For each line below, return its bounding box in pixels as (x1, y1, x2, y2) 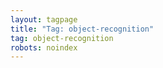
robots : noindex (10, 42, 78, 53)
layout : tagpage (10, 14, 78, 25)
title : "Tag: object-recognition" (10, 24, 155, 34)
